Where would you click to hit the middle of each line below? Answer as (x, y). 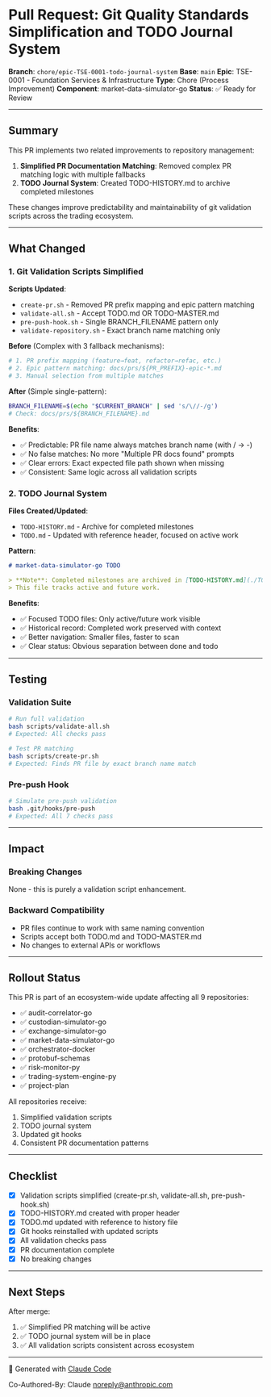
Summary (33, 131)
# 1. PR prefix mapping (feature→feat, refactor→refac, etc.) (115, 361)
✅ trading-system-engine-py (68, 1077)
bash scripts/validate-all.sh (59, 727)
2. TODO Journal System (58, 493)
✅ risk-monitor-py (50, 1068)
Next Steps (37, 1292)
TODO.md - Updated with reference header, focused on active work (129, 535)
